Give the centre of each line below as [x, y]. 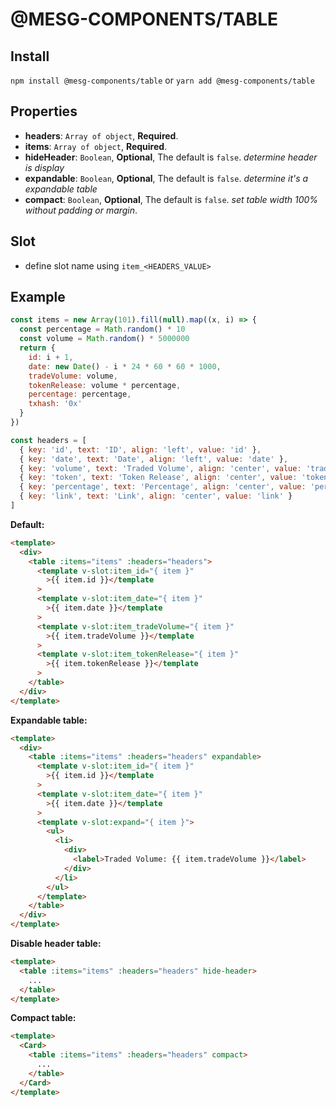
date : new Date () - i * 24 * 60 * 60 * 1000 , [125, 366]
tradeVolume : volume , [73, 376]
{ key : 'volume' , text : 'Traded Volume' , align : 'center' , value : [160, 468]
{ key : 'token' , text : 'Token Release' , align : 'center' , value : [158, 478]
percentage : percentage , [80, 394]
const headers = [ [48, 440]
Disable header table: [56, 944]
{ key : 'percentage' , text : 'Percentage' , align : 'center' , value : [163, 487]
